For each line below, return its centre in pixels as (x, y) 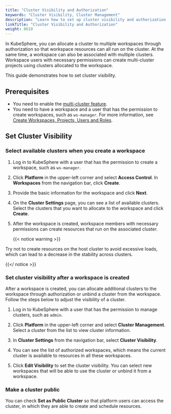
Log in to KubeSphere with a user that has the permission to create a (85, 162)
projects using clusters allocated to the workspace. (59, 66)
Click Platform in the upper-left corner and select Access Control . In (85, 177)
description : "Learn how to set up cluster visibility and (70, 19)
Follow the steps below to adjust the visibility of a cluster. (66, 299)
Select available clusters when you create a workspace (75, 151)
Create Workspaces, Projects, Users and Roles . (63, 120)
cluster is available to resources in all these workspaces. (72, 355)
